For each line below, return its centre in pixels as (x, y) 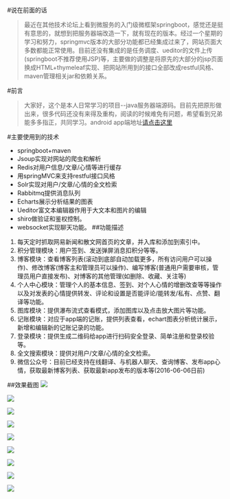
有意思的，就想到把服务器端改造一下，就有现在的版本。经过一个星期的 (123, 33)
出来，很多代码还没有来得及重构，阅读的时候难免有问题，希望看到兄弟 (123, 114)
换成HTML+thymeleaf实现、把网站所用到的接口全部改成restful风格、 (120, 68)
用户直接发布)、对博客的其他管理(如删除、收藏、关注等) (108, 276)
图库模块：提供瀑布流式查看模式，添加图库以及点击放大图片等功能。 (113, 310)
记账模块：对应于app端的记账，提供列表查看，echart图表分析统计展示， (119, 319)
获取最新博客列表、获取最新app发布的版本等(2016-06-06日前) (117, 370)
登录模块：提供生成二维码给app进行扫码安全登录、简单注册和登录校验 (116, 336)
